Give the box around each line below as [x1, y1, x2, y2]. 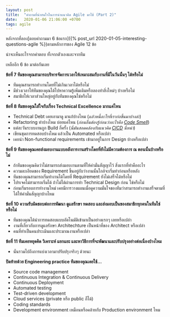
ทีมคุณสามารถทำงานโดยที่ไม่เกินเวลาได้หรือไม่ [13, 82, 89, 88]
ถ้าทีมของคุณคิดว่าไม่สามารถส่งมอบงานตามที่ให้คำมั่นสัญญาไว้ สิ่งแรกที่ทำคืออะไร [13, 162, 146, 168]
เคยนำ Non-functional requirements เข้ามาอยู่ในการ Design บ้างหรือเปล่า [13, 136, 148, 143]
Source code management [13, 269, 69, 275]
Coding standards [13, 301, 51, 307]
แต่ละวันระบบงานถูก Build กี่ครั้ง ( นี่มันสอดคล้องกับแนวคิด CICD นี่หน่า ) [13, 125, 136, 131]
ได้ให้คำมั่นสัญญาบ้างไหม [13, 191, 55, 197]
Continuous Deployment [13, 279, 64, 286]
